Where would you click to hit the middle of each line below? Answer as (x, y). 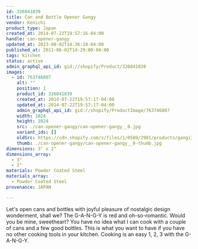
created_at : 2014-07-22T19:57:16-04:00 (55, 34)
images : (16, 72)
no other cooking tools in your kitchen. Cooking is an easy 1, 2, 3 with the (95, 234)
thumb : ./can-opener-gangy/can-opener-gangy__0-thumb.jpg (89, 143)
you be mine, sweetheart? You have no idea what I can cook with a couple (96, 221)
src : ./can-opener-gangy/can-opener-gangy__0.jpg (79, 127)
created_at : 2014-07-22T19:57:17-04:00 (66, 99)
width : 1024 (31, 116)
